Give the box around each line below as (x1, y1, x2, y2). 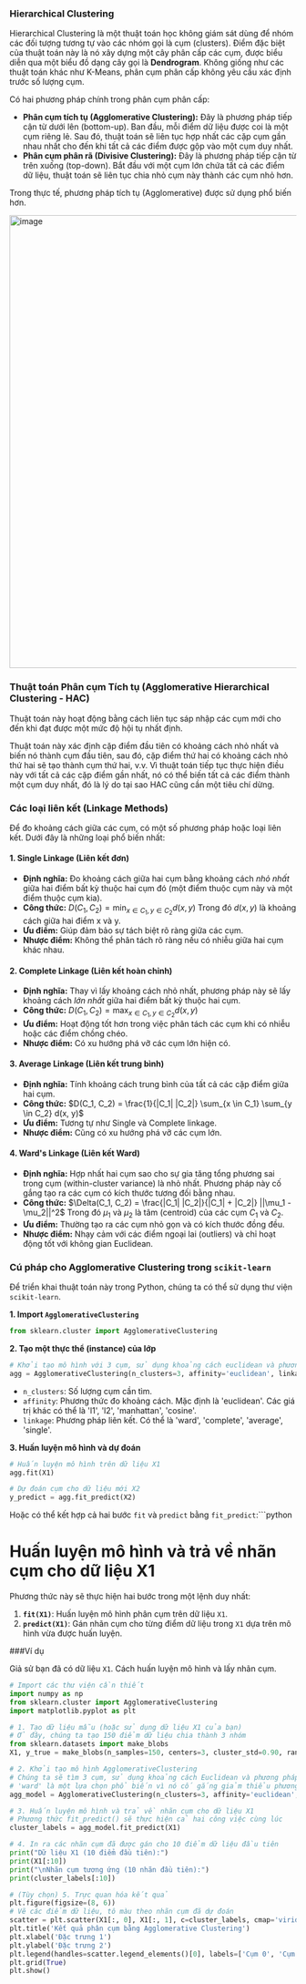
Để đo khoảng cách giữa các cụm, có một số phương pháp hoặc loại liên (9, 822, 282, 833)
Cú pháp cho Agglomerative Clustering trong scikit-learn (9, 1260, 271, 1273)
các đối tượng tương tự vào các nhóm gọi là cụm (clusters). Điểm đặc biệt (9, 37, 285, 48)
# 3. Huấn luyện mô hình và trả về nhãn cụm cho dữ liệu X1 (9, 1806, 255, 1815)
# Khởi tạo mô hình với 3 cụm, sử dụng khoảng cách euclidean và (9, 1361, 275, 1370)
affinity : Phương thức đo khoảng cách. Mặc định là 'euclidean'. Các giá (22, 1395, 296, 1406)
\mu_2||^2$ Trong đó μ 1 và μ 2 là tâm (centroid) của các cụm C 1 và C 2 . (22, 1207, 284, 1219)
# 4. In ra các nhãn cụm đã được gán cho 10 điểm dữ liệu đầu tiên (9, 1840, 280, 1849)
